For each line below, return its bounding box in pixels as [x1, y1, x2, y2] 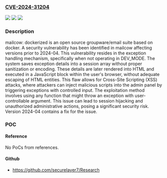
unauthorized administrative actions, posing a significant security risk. [5, 103, 150, 109]
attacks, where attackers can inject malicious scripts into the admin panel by [5, 81, 163, 88]
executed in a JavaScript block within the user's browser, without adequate [5, 71, 160, 77]
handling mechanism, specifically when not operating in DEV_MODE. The [5, 55, 156, 61]
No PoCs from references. [5, 144, 59, 150]
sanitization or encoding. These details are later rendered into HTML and [5, 66, 155, 72]
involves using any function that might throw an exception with [5, 92, 134, 98]
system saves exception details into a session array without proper [5, 60, 142, 66]
